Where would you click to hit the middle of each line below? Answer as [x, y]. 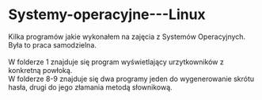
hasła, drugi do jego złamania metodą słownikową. [90, 87]
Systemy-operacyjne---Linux [107, 15]
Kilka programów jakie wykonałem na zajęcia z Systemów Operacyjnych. [127, 37]
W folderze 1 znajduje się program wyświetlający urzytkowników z [116, 62]
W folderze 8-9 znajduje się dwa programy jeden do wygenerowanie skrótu [131, 79]
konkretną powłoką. [40, 70]
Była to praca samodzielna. [53, 44]
